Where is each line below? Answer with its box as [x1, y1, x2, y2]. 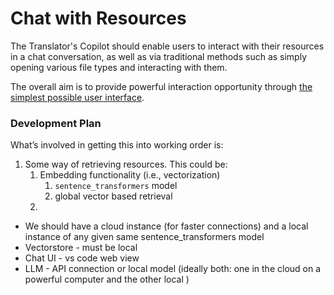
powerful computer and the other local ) [24, 273, 190, 286]
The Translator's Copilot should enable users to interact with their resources [10, 40, 325, 52]
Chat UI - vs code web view [24, 252, 140, 264]
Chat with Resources [10, 7, 187, 30]
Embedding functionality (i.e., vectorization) [39, 169, 221, 181]
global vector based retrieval [54, 190, 173, 202]
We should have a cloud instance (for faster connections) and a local [24, 220, 309, 232]
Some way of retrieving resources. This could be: [24, 158, 228, 171]
